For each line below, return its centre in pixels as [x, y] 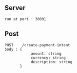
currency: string [48, 58]
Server [15, 8]
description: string [51, 62]
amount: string [46, 53]
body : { [13, 49]
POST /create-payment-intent [37, 45]
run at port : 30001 [26, 19]
